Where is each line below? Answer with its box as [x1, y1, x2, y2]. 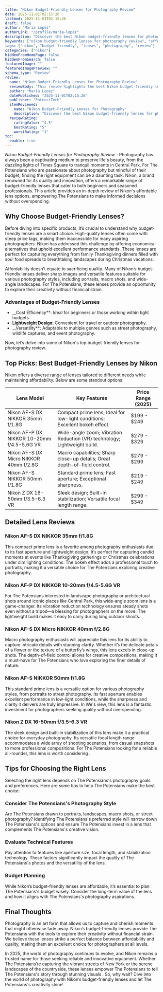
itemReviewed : [9, 102, 38, 107]
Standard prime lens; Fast [57, 469, 116, 476]
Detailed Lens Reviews [5, 518, 75, 526]
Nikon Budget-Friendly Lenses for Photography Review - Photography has [5, 152, 154, 157]
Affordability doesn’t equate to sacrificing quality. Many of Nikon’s [5, 266, 137, 272]
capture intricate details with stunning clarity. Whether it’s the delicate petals [5, 642, 158, 648]
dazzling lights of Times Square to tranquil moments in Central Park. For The [5, 162, 158, 168]
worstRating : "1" [14, 129, 49, 134]
